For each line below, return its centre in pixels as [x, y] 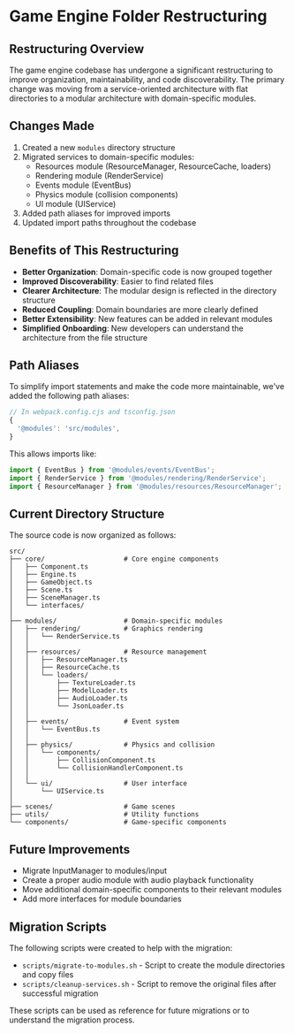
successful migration [60, 993]
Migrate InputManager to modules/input [94, 871]
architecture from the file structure [85, 337]
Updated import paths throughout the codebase [109, 222]
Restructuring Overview [77, 49]
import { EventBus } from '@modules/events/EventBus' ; [112, 470]
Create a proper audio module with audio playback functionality [138, 880]
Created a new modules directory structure [98, 147]
